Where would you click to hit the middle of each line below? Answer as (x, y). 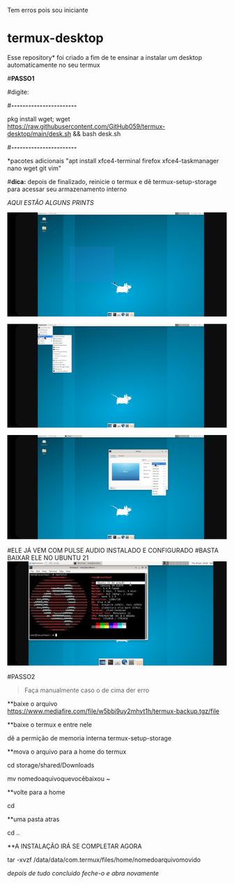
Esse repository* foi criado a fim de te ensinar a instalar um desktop (105, 57)
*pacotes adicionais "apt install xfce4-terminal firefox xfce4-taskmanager (113, 160)
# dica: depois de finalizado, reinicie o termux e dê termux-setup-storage (112, 181)
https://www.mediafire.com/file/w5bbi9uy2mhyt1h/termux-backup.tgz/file (113, 711)
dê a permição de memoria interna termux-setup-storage (89, 738)
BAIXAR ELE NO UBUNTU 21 (48, 558)
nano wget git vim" (34, 168)
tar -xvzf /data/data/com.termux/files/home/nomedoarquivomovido (104, 860)
